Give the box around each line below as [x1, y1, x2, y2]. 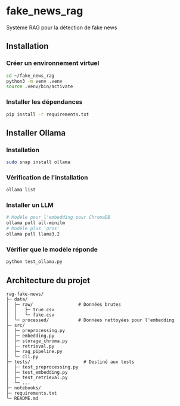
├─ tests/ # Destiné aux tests [6, 359, 135, 365]
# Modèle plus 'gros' [6, 225, 60, 232]
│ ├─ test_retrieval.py [6, 374, 68, 380]
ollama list [6, 187, 36, 193]
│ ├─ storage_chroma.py [6, 338, 68, 344]
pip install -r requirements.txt [6, 111, 89, 117]
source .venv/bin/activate [6, 83, 73, 90]
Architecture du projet [6, 275, 91, 286]
